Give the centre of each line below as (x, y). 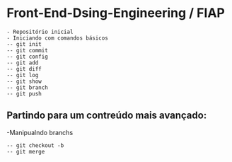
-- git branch (28, 87)
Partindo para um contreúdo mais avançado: (107, 116)
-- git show (24, 81)
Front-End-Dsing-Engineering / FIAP (116, 13)
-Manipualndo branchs (40, 132)
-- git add (23, 63)
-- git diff (24, 69)
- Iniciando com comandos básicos (58, 38)
